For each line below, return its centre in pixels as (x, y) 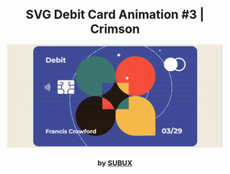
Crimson (115, 29)
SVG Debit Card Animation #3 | (115, 15)
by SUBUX (115, 162)
